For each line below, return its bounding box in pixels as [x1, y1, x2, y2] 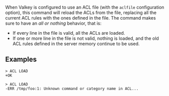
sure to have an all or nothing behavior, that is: [5, 20, 102, 26]
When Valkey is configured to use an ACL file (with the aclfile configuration [5, 5, 164, 10]
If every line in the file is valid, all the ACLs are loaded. [12, 30, 125, 36]
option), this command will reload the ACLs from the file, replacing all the [5, 10, 157, 16]
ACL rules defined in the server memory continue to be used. [12, 41, 140, 47]
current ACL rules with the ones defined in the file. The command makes [5, 15, 156, 21]
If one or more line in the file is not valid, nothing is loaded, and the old [12, 35, 159, 41]
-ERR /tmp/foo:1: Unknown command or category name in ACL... [5, 86, 139, 91]
